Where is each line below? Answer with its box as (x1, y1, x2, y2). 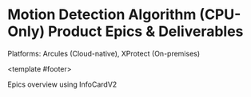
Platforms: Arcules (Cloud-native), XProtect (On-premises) (7, 48, 201, 58)
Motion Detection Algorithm (7, 6, 197, 24)
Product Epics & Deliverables (47, 22, 244, 41)
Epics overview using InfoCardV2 (7, 80, 118, 89)
